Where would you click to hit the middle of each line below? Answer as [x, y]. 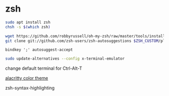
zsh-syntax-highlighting [30, 88]
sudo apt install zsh [28, 22]
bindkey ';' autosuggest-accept [39, 50]
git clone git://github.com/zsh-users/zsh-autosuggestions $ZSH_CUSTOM [82, 41]
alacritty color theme [27, 78]
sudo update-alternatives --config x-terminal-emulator [65, 59]
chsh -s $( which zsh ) [28, 27]
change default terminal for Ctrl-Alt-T [44, 68]
